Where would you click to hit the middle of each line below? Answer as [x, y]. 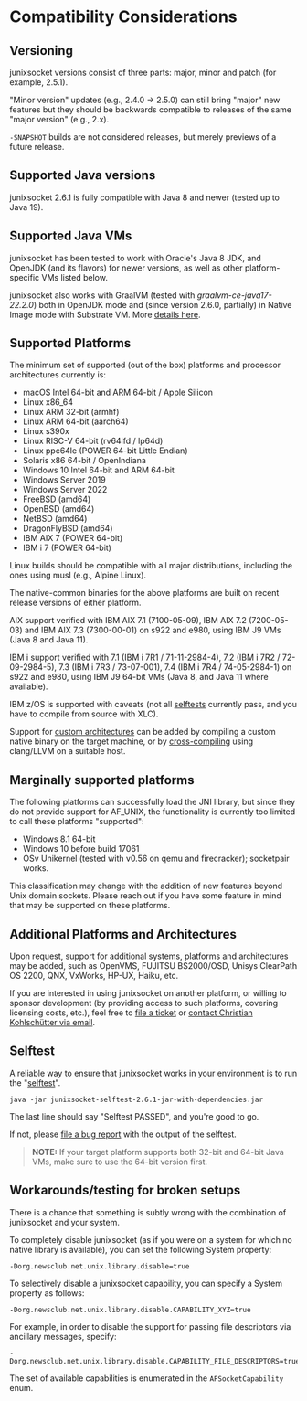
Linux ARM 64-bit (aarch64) [76, 421]
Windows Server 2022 [65, 490]
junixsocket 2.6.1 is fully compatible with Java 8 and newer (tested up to [145, 197]
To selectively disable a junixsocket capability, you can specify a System [146, 1283]
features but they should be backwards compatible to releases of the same [151, 110]
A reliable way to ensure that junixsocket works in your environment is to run [153, 1073]
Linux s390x [46, 431]
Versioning [41, 51]
